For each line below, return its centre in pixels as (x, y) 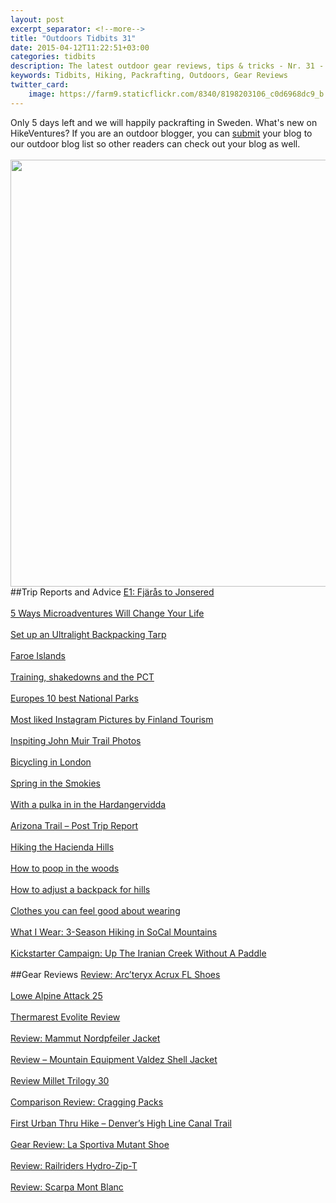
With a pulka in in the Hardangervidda (88, 804)
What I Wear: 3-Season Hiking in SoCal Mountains (114, 932)
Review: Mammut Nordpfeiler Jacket (85, 1038)
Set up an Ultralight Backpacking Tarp (88, 634)
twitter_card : (40, 85)
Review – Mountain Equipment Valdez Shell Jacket (114, 1059)
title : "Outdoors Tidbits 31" (73, 38)
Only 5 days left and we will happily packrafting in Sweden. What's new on (164, 122)
